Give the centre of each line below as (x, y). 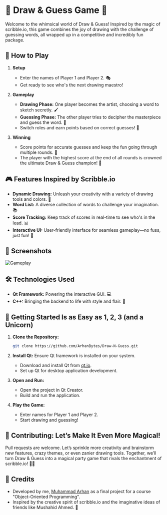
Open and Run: (28, 380)
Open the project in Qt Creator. (51, 390)
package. (15, 40)
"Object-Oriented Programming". (46, 497)
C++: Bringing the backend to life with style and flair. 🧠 (69, 301)
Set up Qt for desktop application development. (69, 370)
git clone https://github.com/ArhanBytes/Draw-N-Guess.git (75, 346)
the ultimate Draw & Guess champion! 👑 (61, 163)
